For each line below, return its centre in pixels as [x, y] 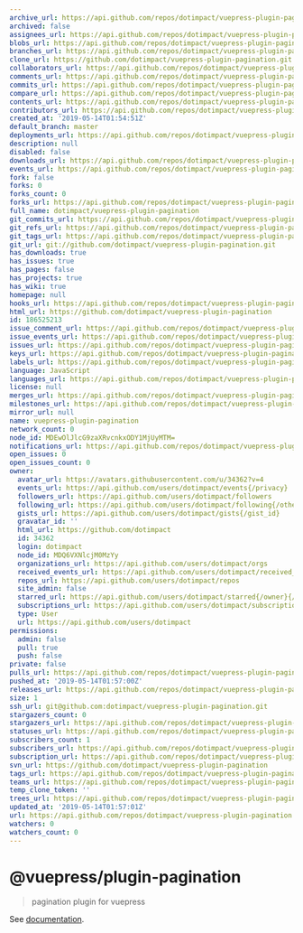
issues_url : [32, 345]
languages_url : [38, 379]
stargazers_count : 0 [48, 714]
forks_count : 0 [38, 194]
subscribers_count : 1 [50, 740]
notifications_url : [46, 446]
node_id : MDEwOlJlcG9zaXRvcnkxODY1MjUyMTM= [92, 438]
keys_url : [28, 353]
